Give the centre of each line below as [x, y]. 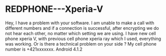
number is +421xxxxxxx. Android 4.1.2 [44, 49]
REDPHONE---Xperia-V [54, 9]
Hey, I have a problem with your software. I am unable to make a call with [80, 23]
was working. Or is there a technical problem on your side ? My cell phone [81, 44]
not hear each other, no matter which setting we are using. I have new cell [81, 33]
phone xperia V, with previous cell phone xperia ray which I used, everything [83, 39]
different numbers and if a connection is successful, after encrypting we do [82, 28]
